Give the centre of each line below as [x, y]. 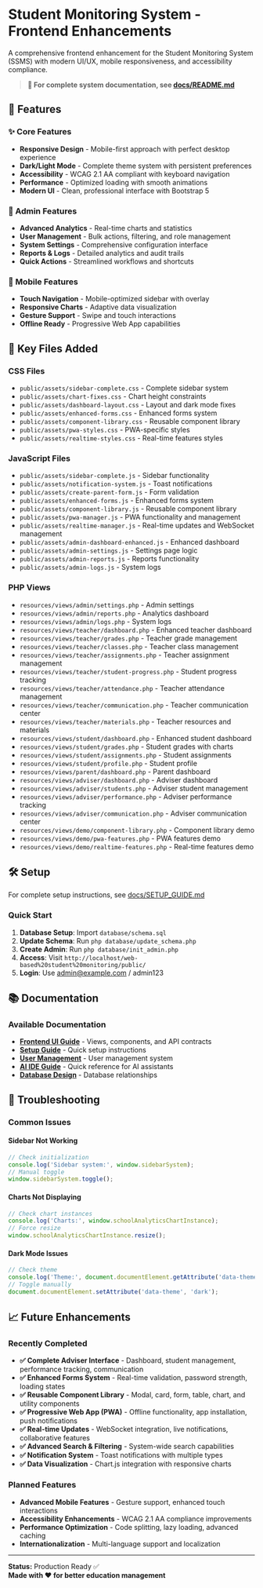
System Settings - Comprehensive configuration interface [114, 244]
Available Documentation [57, 1024]
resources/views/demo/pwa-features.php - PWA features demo [120, 838]
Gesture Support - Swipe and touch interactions [97, 316]
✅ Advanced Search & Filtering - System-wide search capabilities [127, 1447]
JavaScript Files [39, 458]
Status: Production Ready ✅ [54, 1566]
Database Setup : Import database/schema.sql [93, 933]
